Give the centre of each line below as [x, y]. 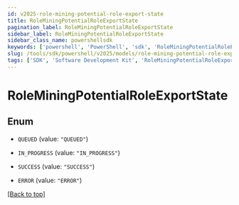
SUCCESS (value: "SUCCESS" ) [56, 166]
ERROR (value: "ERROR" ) [50, 180]
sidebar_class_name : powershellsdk [60, 41]
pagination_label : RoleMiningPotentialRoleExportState [90, 27]
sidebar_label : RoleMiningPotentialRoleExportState [85, 34]
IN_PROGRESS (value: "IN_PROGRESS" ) [69, 152]
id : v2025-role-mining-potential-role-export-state [85, 14]
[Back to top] [26, 194]
